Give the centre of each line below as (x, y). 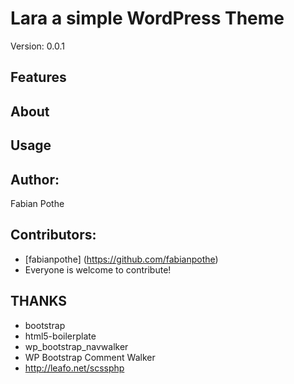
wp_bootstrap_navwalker (76, 346)
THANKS (39, 301)
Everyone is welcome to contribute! (98, 269)
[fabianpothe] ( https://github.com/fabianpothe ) (121, 259)
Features (38, 77)
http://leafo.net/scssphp (74, 368)
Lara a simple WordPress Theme (147, 18)
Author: (35, 179)
